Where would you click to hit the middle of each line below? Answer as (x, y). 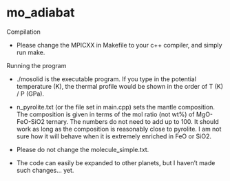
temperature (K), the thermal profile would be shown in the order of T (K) (120, 86)
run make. (31, 52)
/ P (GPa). (30, 94)
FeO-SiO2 (31, 121)
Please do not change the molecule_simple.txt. (83, 149)
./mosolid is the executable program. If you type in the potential (106, 79)
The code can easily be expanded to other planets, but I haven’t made (116, 162)
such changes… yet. (45, 170)
